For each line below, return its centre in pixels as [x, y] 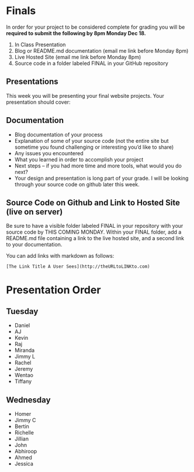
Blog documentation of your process [59, 134]
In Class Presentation [40, 45]
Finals [21, 11]
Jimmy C [25, 420]
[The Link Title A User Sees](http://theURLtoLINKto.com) [78, 267]
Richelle [24, 433]
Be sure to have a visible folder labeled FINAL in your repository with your [95, 226]
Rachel [23, 363]
